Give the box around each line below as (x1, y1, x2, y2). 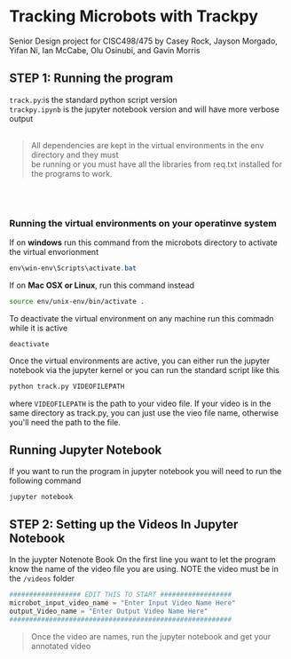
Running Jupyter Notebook (9, 442, 162, 458)
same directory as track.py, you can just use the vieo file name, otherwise (9, 407, 279, 418)
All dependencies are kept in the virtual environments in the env (30, 139, 264, 150)
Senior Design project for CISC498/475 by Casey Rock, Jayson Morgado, (9, 36, 278, 46)
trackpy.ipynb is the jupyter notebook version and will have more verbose (9, 104, 279, 115)
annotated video (30, 640, 91, 651)
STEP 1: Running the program (9, 71, 174, 86)
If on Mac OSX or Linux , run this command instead (9, 280, 195, 290)
